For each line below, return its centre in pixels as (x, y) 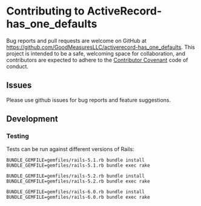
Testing (18, 136)
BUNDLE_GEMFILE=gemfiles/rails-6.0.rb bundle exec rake (78, 198)
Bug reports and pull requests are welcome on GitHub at (77, 40)
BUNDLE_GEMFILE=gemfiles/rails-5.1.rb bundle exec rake (78, 166)
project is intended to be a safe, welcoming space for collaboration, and (96, 53)
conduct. (18, 66)
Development (32, 119)
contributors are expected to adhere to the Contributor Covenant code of (97, 60)
